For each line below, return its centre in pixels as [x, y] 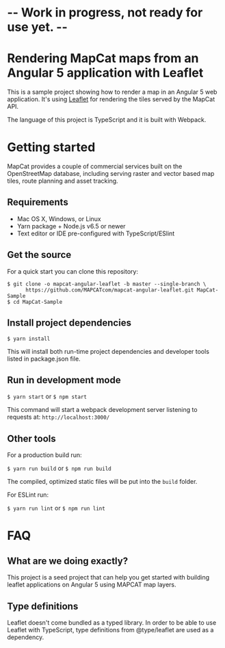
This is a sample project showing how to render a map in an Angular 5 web [112, 92]
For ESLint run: [28, 495]
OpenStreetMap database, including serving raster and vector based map [111, 174]
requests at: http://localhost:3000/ [58, 417]
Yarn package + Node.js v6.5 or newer [71, 226]
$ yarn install [29, 339]
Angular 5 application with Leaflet [105, 73]
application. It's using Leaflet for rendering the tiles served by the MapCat [111, 99]
